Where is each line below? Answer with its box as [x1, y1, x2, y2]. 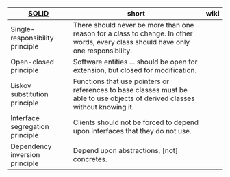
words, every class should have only [73, 38, 190, 46]
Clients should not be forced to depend [73, 118, 199, 127]
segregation [10, 122, 49, 131]
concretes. [73, 154, 107, 163]
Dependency [10, 141, 52, 151]
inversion [10, 150, 40, 159]
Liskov [10, 81, 32, 90]
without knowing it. [73, 103, 134, 111]
